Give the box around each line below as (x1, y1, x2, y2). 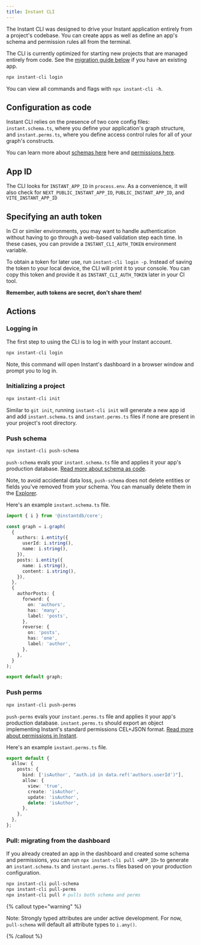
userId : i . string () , (22, 540, 74, 547)
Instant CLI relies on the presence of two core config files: (6, 118, 150, 126)
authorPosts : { (17, 591, 55, 597)
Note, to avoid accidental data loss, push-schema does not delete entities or (6, 476, 191, 484)
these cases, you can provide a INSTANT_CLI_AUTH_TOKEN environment (6, 240, 177, 247)
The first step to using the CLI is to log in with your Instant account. (6, 338, 172, 345)
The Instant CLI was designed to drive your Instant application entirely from (6, 25, 193, 32)
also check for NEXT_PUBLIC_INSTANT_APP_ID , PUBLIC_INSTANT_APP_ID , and (6, 189, 185, 196)
